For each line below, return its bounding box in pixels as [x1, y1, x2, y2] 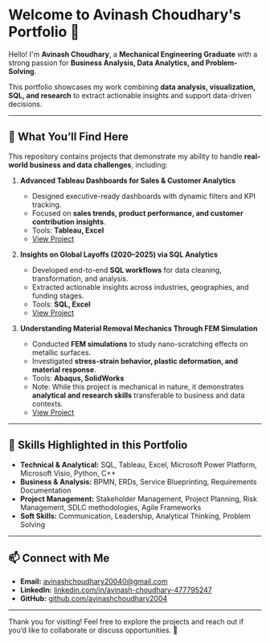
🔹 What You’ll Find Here [8, 130, 129, 144]
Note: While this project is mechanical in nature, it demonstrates [31, 381, 244, 391]
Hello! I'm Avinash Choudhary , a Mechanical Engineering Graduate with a [8, 49, 258, 59]
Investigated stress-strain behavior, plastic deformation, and [31, 356, 239, 365]
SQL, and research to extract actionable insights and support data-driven [8, 90, 252, 100]
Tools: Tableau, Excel [31, 225, 104, 235]
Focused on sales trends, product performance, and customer [31, 208, 243, 218]
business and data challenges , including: [29, 159, 168, 170]
